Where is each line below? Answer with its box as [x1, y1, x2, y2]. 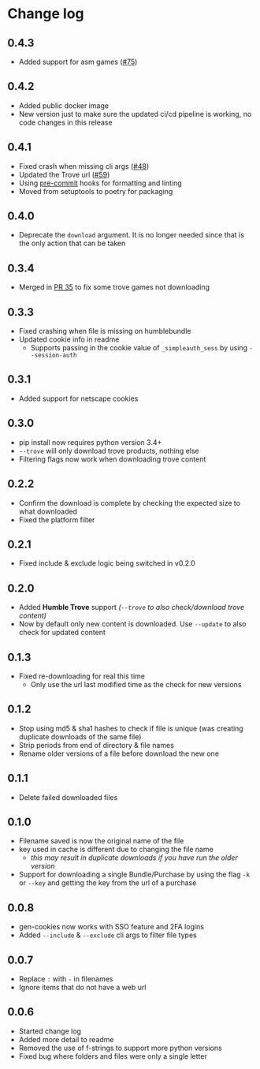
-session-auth [30, 352, 77, 360]
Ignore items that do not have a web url [18, 983, 147, 992]
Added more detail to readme [18, 1034, 115, 1044]
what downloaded [18, 506, 78, 516]
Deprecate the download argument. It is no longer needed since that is [18, 230, 245, 240]
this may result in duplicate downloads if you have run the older [30, 853, 238, 862]
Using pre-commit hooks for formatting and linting [18, 178, 182, 188]
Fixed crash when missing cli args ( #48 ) [18, 161, 150, 170]
